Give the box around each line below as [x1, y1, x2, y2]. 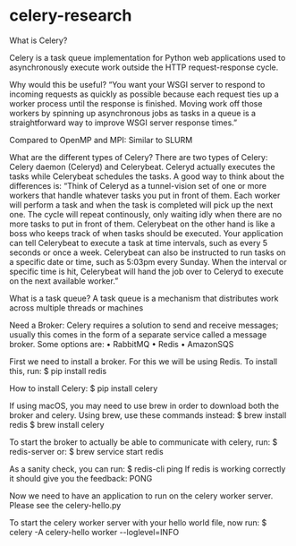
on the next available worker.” [9, 275, 119, 286]
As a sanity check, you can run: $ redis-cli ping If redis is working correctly [9, 463, 286, 474]
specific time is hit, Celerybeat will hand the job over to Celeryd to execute [9, 266, 284, 277]
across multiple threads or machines [9, 302, 144, 313]
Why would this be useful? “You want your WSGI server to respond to [9, 79, 266, 90]
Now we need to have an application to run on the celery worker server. [9, 490, 274, 501]
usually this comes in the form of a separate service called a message [9, 328, 267, 340]
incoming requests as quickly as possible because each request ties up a [9, 89, 279, 99]
